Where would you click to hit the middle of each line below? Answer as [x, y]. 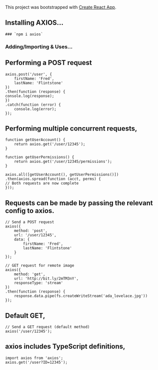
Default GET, [25, 316]
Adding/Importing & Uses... [39, 47]
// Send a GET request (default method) [48, 327]
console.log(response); [30, 96]
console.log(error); [35, 109]
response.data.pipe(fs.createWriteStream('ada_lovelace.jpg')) [81, 296]
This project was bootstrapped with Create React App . [61, 7]
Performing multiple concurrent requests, [71, 128]
